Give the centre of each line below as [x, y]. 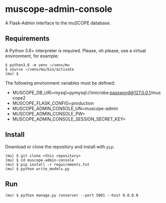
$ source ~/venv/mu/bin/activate [40, 69]
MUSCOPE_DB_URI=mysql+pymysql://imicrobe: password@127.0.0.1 [82, 93]
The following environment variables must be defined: [60, 83]
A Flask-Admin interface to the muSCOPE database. [58, 23]
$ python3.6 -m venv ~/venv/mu [37, 65]
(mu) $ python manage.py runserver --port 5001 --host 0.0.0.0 [72, 196]
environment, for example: [32, 56]
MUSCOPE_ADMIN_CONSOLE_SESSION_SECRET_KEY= [69, 119]
